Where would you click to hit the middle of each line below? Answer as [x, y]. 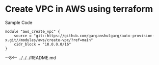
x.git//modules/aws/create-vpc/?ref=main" [49, 40]
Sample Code [19, 22]
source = [23, 36]
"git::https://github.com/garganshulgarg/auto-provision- [94, 36]
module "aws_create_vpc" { [33, 31]
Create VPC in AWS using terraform [79, 9]
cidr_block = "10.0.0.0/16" [42, 44]
